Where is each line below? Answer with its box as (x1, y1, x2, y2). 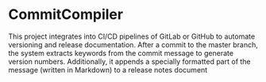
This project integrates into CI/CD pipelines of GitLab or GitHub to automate (8, 32, 256, 41)
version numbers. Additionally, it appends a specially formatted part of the (8, 57, 252, 66)
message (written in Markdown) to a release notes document (8, 65, 208, 74)
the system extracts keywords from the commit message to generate (8, 48, 234, 58)
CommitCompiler (8, 6, 124, 24)
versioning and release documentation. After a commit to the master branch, (8, 39, 258, 49)
